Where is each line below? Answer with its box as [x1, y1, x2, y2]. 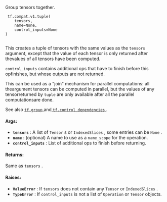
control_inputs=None [14, 27, 58, 32]
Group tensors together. [5, 5, 55, 10]
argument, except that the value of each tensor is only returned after [5, 50, 148, 56]
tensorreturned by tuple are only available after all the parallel [5, 91, 135, 97]
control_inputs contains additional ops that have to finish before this [5, 66, 149, 71]
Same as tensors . [5, 163, 43, 169]
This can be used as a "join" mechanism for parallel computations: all [5, 81, 150, 86]
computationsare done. [5, 97, 54, 103]
